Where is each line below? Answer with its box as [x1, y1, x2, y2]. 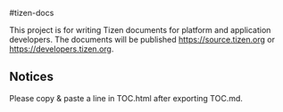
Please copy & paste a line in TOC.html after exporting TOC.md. [9, 92, 244, 103]
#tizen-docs [9, 8, 54, 18]
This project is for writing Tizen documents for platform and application [9, 25, 271, 35]
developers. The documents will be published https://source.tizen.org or [9, 35, 275, 44]
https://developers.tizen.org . [9, 44, 114, 54]
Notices [9, 69, 54, 84]
